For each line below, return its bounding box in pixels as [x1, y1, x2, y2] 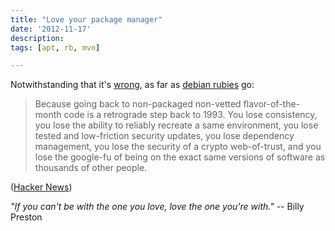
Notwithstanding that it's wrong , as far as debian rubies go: [10, 79, 255, 91]
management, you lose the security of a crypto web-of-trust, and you [34, 141, 322, 153]
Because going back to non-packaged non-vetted [34, 98, 242, 110]
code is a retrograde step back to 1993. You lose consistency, [63, 109, 318, 121]
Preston [10, 211, 43, 223]
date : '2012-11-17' [10, 24, 92, 34]
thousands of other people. [34, 162, 148, 174]
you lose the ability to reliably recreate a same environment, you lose [34, 119, 319, 131]
